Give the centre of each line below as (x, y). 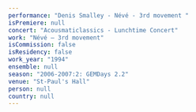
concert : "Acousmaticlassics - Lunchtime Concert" (93, 30)
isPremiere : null (37, 23)
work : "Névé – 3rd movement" (56, 37)
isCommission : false (42, 45)
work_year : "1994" (38, 60)
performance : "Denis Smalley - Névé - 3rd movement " (99, 15)
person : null (30, 89)
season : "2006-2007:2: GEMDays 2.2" (68, 74)
